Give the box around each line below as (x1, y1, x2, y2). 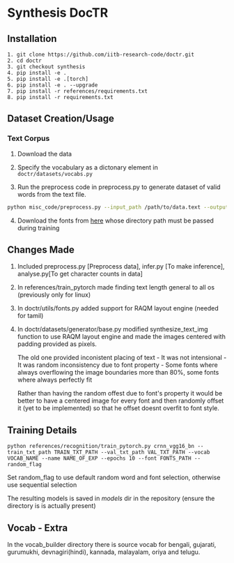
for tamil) (17, 312, 44, 320)
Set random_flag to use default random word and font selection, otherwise (7, 473, 221, 482)
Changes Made (7, 243, 75, 255)
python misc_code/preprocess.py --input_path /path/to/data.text (7, 204, 201, 211)
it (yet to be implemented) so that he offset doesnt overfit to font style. (17, 404, 219, 412)
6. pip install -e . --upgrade (7, 82, 98, 89)
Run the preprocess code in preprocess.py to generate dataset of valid (17, 183, 221, 191)
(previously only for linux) (17, 291, 91, 299)
